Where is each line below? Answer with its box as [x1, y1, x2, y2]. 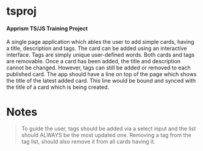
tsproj [6, 4, 37, 18]
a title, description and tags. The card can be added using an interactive [6, 44, 187, 52]
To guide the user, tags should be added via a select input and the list [21, 125, 196, 132]
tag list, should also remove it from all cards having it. [21, 138, 155, 146]
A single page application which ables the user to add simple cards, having [6, 38, 194, 46]
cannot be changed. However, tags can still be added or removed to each [6, 64, 191, 71]
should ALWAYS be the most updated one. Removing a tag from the [21, 132, 192, 139]
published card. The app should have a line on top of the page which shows [6, 71, 197, 78]
